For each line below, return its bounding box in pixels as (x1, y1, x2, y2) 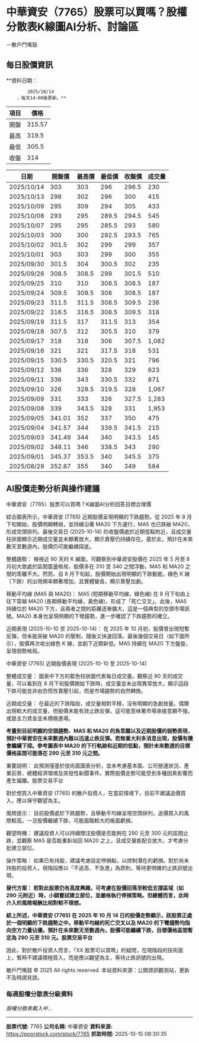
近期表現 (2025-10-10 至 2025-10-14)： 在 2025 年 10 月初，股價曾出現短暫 (6, 625, 190, 632)
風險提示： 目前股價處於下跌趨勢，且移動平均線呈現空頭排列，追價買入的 (6, 810, 184, 817)
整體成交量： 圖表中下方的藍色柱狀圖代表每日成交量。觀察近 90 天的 (6, 672, 173, 679)
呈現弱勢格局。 (6, 647, 43, 654)
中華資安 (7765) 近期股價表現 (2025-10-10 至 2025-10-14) (6, 660, 147, 667)
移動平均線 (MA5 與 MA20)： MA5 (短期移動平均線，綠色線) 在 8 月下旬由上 (6, 590, 191, 597)
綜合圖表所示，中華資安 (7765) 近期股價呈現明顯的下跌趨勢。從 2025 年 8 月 (6, 513, 192, 520)
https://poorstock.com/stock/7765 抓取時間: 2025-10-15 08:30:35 (6, 1030, 167, 1037)
